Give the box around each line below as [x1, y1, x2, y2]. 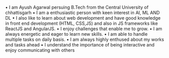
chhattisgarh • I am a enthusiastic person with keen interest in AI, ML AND [5, 10, 160, 16]
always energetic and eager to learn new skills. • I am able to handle [5, 31, 148, 37]
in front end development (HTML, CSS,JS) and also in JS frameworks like [5, 20, 158, 26]
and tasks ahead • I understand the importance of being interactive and [5, 42, 155, 47]
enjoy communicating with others [5, 47, 75, 53]
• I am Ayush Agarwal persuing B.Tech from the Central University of [5, 5, 149, 10]
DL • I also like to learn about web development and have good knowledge [5, 15, 161, 21]
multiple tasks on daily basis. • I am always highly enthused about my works [5, 36, 164, 42]
